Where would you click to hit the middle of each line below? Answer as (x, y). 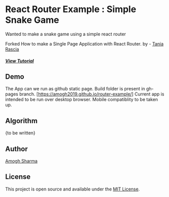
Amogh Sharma (21, 161)
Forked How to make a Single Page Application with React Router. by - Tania (84, 43)
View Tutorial (20, 61)
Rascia (12, 49)
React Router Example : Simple (71, 9)
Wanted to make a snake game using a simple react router (66, 34)
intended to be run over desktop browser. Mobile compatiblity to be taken (81, 100)
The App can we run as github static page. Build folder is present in (75, 89)
